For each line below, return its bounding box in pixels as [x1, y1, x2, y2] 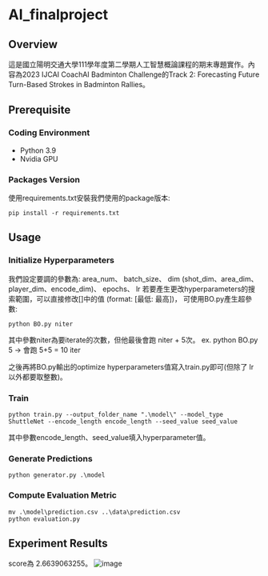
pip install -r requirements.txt [8, 209, 120, 217]
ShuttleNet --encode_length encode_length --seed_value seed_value [8, 418, 238, 426]
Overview [8, 38, 58, 51]
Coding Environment [8, 127, 90, 138]
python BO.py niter [8, 320, 74, 328]
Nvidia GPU [19, 154, 58, 163]
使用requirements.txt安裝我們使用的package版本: [8, 193, 170, 202]
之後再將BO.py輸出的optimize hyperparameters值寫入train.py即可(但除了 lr [8, 362, 254, 371]
